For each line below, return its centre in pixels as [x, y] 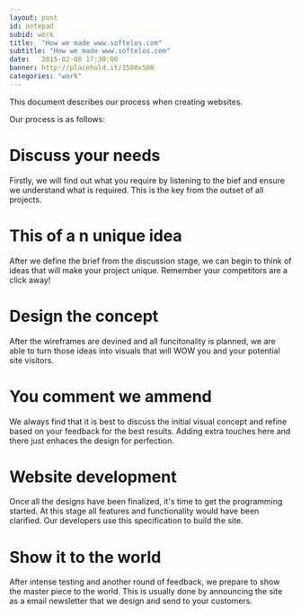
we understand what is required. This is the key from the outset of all [137, 190]
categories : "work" [46, 76]
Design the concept [84, 316]
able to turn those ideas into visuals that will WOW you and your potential [145, 351]
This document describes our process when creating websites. [126, 102]
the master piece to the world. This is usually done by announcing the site [146, 592]
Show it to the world [85, 557]
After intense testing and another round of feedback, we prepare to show [145, 582]
